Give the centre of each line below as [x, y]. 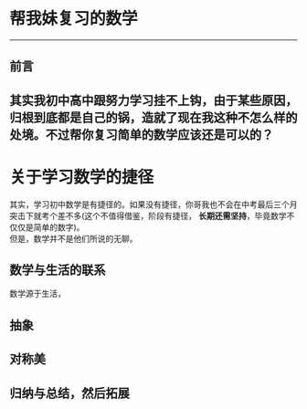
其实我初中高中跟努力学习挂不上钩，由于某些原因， [153, 100]
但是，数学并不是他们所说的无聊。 [74, 238]
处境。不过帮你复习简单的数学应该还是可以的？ [142, 135]
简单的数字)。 [59, 227]
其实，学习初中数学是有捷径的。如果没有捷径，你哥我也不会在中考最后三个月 [153, 204]
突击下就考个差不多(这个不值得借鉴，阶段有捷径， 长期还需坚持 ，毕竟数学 [148, 215]
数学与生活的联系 [58, 270]
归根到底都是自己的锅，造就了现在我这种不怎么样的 [153, 117]
